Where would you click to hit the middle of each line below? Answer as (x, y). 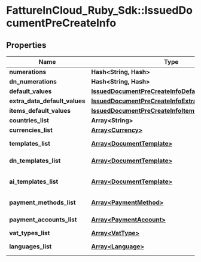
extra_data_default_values (47, 101)
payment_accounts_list (43, 220)
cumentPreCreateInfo (61, 23)
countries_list (29, 120)
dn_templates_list (35, 161)
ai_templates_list (34, 181)
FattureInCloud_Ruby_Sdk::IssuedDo (100, 10)
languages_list (31, 246)
